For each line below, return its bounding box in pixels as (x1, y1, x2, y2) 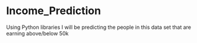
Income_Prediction (6, 4, 101, 18)
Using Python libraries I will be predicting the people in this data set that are (6, 24, 192, 31)
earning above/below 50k (6, 29, 69, 37)
